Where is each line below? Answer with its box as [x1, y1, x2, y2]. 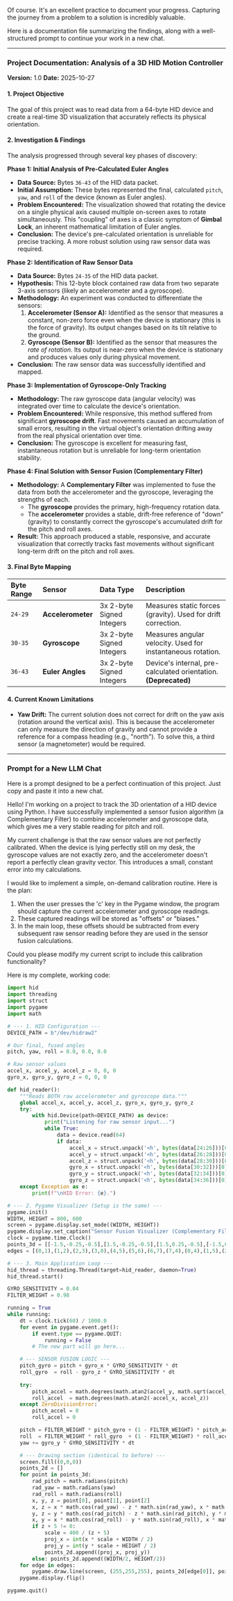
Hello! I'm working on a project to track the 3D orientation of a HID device [7, 800, 217, 809]
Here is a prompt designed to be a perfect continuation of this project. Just [7, 780, 221, 788]
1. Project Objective [7, 90, 64, 98]
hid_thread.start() [7, 1273, 64, 1280]
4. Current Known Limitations [7, 695, 94, 703]
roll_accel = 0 [32, 1414, 76, 1421]
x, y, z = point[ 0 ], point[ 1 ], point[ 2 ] [32, 1497, 150, 1504]
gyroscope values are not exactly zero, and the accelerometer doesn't [7, 851, 208, 859]
